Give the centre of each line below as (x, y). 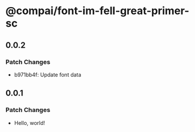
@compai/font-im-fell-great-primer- (97, 11)
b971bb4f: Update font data (48, 74)
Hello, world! (30, 123)
